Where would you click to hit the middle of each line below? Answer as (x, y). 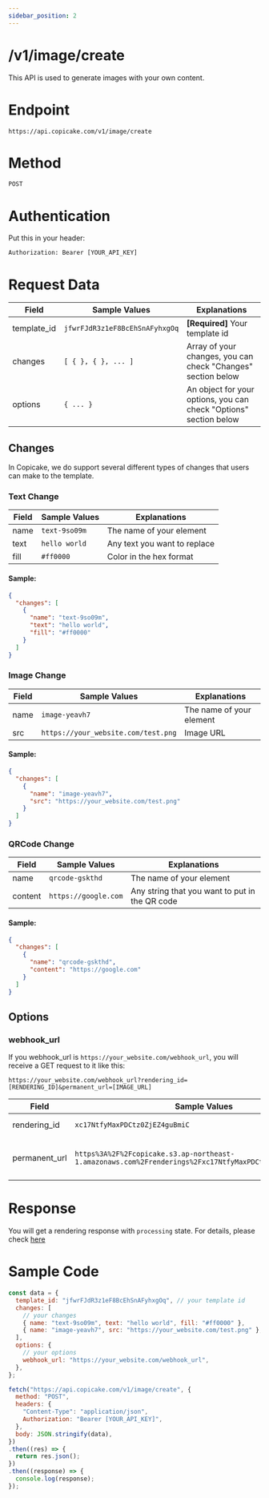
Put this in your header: (47, 238)
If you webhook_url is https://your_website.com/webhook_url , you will (123, 1057)
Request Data (54, 284)
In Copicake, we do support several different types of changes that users (129, 467)
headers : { (34, 1404)
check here (27, 1239)
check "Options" (218, 409)
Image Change (37, 675)
